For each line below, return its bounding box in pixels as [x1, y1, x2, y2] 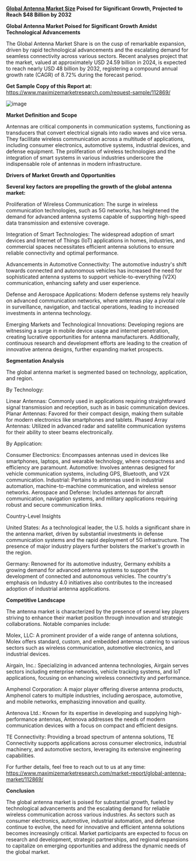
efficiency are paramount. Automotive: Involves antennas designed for [6, 464, 176, 471]
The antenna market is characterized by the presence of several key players [6, 608, 190, 615]
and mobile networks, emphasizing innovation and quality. [6, 698, 146, 705]
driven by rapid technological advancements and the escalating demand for [6, 46, 188, 53]
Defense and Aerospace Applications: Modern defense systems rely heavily [6, 291, 189, 298]
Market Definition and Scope [6, 111, 77, 118]
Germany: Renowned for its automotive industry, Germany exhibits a [6, 560, 171, 567]
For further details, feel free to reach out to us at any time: [6, 764, 146, 770]
